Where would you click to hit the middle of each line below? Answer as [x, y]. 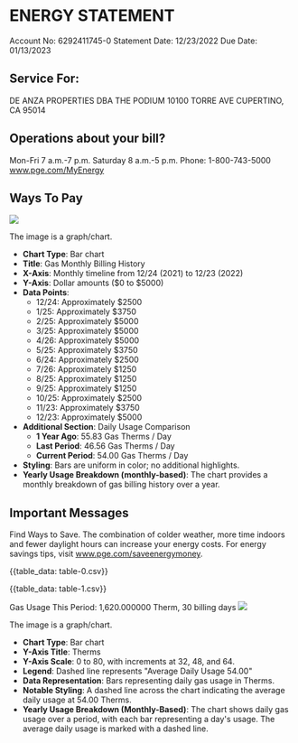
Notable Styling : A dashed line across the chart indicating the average [154, 691]
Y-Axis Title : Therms [61, 652]
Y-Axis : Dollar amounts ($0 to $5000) [93, 283]
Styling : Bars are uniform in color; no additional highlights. [131, 465]
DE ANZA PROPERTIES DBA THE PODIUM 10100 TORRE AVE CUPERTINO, [147, 100]
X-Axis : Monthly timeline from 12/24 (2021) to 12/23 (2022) [133, 274]
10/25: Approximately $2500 [89, 398]
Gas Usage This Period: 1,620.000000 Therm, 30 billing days [123, 608]
